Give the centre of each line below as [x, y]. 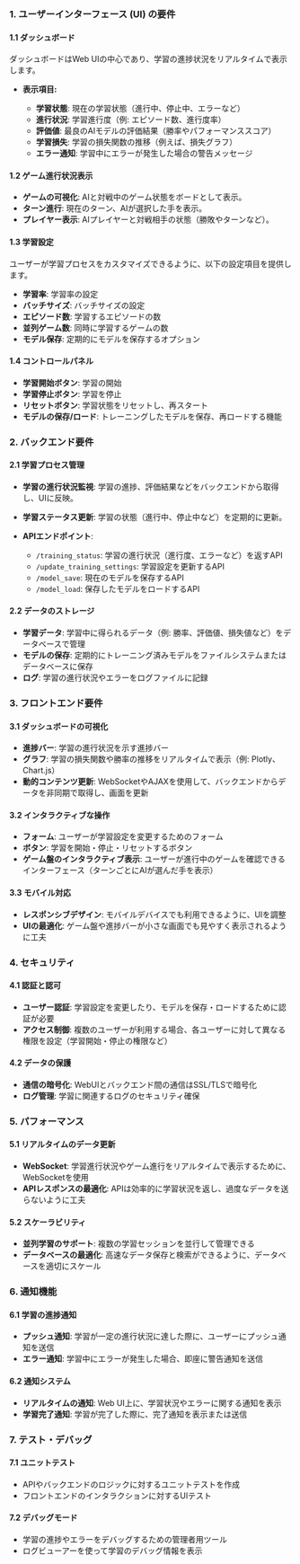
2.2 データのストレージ [52, 611]
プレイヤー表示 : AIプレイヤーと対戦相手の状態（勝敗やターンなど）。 [148, 220]
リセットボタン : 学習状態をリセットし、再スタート [115, 405]
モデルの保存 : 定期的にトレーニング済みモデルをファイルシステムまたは [154, 655]
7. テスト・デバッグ [51, 1439]
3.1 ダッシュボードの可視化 [59, 726]
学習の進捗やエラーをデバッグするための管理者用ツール [124, 1539]
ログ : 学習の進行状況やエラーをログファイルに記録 [115, 678]
